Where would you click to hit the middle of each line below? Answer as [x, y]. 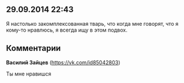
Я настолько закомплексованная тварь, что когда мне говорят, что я [92, 23]
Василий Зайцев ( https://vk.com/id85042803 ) [63, 62]
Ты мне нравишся [29, 74]
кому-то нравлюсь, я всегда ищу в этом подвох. [67, 30]
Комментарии [33, 48]
